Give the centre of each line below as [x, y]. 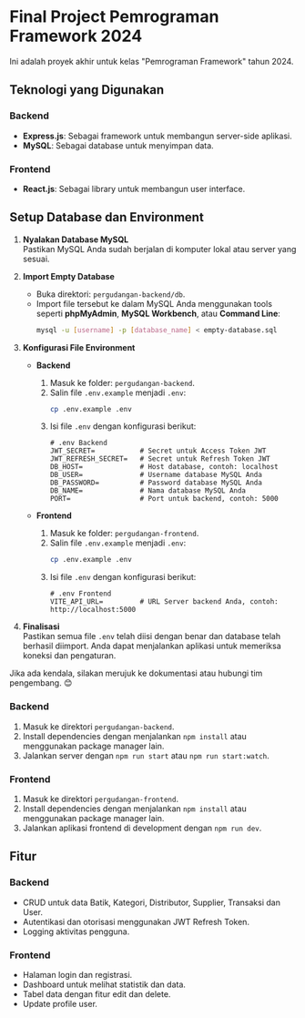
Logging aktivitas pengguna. [76, 931]
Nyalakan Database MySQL [76, 239]
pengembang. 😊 [41, 683]
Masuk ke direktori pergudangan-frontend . [101, 799]
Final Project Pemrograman [114, 17]
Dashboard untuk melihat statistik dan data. [104, 984]
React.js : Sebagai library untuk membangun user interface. [134, 188]
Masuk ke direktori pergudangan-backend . [98, 727]
